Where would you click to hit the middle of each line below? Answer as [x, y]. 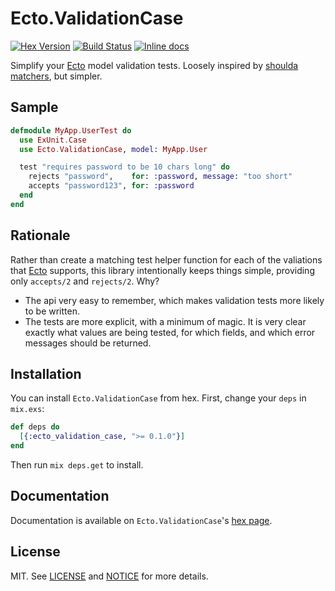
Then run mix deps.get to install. [77, 465]
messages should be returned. [88, 343]
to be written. [52, 311]
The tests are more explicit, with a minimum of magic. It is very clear [165, 321]
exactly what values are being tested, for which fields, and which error [170, 332]
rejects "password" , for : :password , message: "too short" [160, 177]
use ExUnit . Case [53, 140]
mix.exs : [27, 409]
